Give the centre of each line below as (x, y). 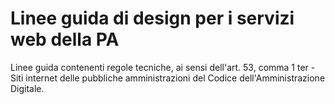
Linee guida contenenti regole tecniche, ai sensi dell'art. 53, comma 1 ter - (163, 67)
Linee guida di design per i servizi (152, 18)
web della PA (65, 39)
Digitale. (27, 88)
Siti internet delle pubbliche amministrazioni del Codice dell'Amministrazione (168, 78)
